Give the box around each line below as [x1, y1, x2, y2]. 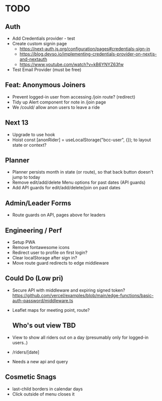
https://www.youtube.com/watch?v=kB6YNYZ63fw [19, 62, 124, 67]
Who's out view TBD [12, 322, 76, 330]
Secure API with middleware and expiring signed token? [12, 287, 125, 293]
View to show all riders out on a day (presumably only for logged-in [12, 334, 149, 340]
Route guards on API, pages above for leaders [12, 212, 106, 218]
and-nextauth [19, 56, 48, 62]
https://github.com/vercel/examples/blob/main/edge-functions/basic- [12, 292, 154, 298]
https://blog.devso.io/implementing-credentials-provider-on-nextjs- [19, 51, 157, 57]
